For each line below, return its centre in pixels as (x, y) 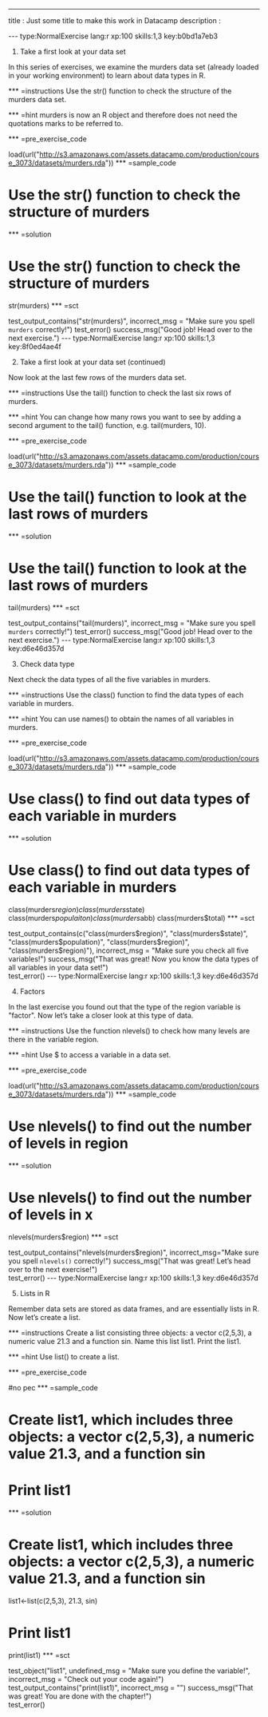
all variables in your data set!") (59, 967)
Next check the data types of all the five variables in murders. (110, 679)
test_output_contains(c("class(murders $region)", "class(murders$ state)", (128, 933)
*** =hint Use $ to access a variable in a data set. (90, 1054)
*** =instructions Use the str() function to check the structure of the (120, 91)
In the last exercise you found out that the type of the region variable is (124, 1006)
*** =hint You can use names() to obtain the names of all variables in (121, 719)
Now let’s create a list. (45, 1317)
